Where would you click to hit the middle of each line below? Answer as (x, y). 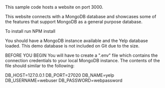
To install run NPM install (30, 31)
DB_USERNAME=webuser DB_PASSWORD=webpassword (64, 80)
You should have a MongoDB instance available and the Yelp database (77, 41)
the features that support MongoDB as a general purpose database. (74, 22)
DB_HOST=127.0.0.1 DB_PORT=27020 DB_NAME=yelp (60, 75)
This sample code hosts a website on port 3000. (54, 7)
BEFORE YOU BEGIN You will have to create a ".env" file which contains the (82, 55)
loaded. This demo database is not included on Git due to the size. (72, 46)
